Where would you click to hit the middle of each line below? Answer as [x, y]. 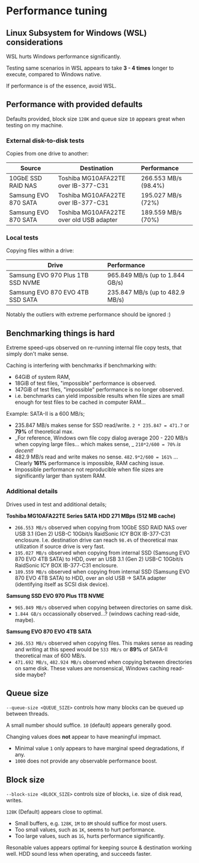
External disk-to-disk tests [45, 140]
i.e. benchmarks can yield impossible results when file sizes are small [99, 396]
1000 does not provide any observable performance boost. [86, 761]
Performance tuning [57, 11]
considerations [35, 42]
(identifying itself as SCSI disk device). [62, 584]
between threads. [28, 714]
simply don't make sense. [37, 354]
